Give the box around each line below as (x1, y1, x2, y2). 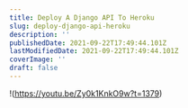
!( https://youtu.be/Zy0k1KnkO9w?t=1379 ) (9, 87, 163, 99)
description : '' (9, 30, 70, 39)
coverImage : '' (9, 55, 67, 64)
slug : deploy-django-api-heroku (9, 22, 130, 31)
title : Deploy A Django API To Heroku (9, 13, 155, 22)
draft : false (9, 64, 58, 73)
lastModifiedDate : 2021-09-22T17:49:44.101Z (9, 47, 179, 56)
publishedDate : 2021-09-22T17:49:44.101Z (9, 38, 167, 48)
